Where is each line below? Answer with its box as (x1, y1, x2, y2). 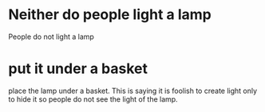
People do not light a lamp (8, 32, 94, 41)
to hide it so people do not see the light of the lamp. (8, 94, 178, 104)
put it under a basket (8, 60, 148, 78)
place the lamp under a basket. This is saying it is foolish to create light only (8, 86, 258, 95)
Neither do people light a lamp (8, 6, 212, 24)
